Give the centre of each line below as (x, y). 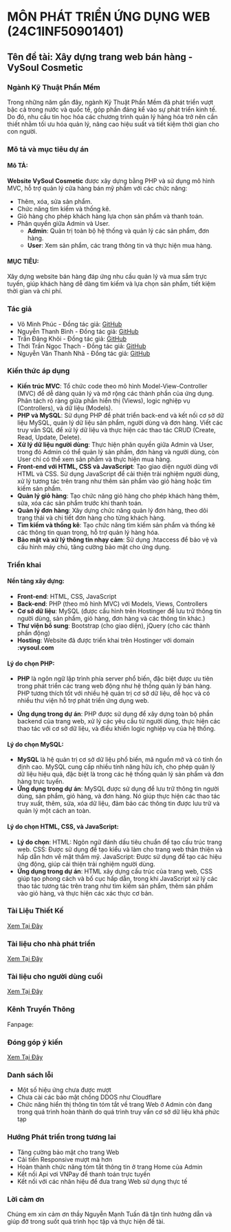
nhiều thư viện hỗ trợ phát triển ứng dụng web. (83, 701)
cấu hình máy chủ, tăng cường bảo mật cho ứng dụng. (94, 546)
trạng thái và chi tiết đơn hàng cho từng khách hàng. (91, 518)
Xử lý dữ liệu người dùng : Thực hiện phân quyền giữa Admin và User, (115, 444)
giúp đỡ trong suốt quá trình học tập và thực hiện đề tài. (86, 1221)
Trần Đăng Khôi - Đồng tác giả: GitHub (72, 339)
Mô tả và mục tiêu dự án (48, 149)
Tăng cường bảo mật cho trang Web (68, 1152)
